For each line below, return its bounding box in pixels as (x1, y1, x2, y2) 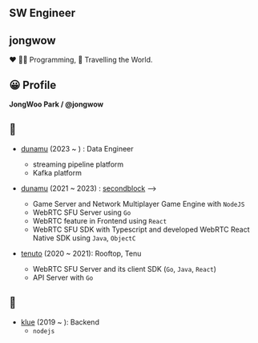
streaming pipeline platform (32, 159, 124, 169)
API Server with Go (32, 272, 94, 282)
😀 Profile (9, 78, 57, 91)
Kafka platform (32, 167, 83, 177)
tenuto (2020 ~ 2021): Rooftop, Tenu (20, 248, 142, 258)
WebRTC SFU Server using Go (32, 208, 131, 217)
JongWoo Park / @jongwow (9, 99, 103, 109)
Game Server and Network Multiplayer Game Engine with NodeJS (32, 199, 245, 208)
